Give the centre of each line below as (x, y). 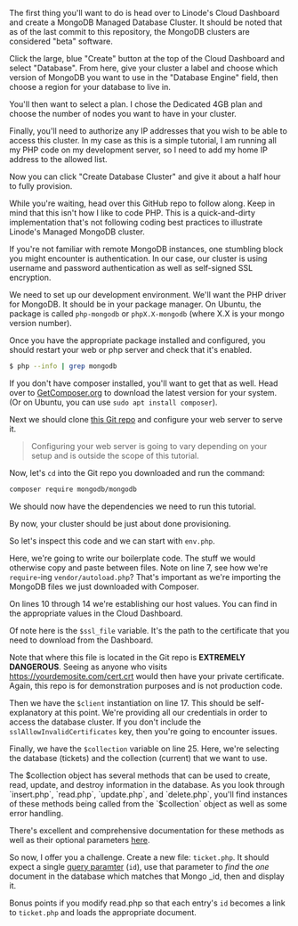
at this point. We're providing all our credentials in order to (161, 712)
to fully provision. (41, 186)
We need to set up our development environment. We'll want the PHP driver (148, 295)
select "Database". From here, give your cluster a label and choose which (144, 68)
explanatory (31, 712)
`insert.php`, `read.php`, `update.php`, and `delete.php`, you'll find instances (149, 794)
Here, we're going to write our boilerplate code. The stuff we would (133, 558)
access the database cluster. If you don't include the (105, 722)
